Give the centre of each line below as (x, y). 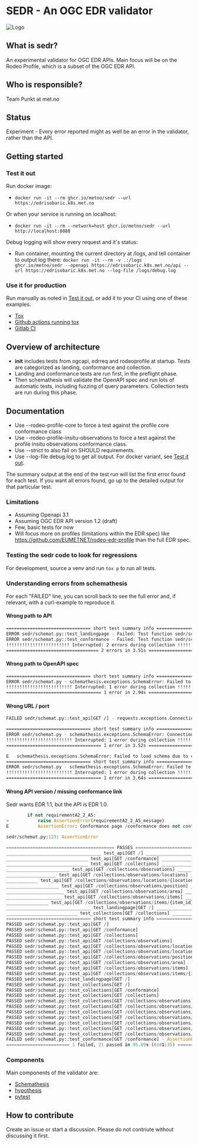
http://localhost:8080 (42, 231)
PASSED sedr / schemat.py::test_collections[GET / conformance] (83, 990)
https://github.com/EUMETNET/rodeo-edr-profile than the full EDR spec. (103, 540)
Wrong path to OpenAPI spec (42, 664)
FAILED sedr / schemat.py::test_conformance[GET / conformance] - (85, 1039)
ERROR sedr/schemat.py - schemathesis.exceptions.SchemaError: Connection (100, 735)
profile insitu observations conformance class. (71, 444)
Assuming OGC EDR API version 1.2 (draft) (66, 521)
